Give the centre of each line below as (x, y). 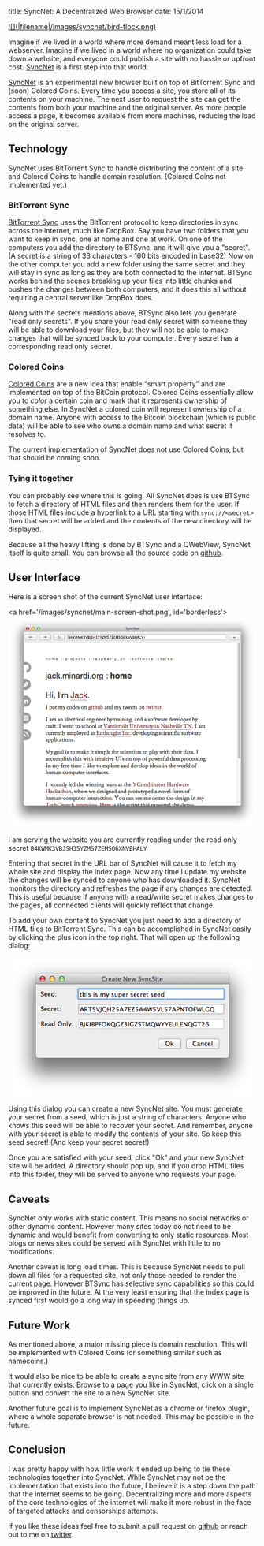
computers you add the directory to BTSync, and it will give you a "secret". (129, 248)
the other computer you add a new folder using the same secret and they (127, 264)
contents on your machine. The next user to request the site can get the (125, 99)
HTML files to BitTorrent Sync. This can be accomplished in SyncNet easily (130, 929)
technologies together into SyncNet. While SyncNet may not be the (117, 1477)
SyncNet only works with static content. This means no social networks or (128, 1218)
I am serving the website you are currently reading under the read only (123, 840)
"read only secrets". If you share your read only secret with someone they (128, 322)
